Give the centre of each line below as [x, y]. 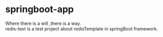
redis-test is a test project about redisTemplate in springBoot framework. [82, 28]
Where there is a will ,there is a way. [43, 23]
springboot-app [40, 9]
